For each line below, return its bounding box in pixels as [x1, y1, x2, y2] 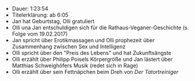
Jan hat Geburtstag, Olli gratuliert [11, 18, 95, 24]
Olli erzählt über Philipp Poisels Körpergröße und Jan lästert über [11, 56, 173, 63]
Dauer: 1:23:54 [11, 5, 49, 12]
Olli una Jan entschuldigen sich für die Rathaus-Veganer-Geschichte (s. [11, 24, 189, 31]
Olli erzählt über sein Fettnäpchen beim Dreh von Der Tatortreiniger [11, 68, 179, 75]
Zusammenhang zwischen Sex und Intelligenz [11, 43, 126, 50]
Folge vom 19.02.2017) [11, 30, 68, 38]
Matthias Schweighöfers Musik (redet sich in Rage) [11, 62, 139, 69]
